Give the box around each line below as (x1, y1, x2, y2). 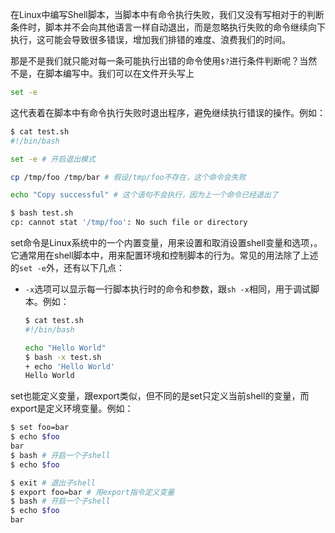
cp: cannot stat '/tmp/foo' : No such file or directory (10, 218, 248, 228)
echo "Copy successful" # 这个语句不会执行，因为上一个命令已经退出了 (10, 190, 279, 200)
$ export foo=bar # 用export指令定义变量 (10, 487, 175, 497)
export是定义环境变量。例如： (10, 403, 134, 415)
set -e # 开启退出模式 (10, 154, 96, 164)
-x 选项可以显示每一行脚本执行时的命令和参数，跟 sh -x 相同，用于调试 (24, 283, 311, 295)
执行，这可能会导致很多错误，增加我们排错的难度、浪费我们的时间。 (10, 34, 291, 45)
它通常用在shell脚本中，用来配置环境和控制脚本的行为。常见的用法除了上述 (10, 249, 319, 261)
